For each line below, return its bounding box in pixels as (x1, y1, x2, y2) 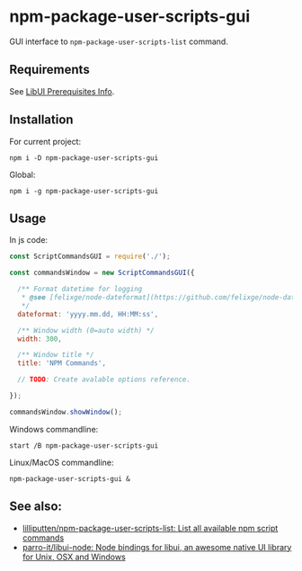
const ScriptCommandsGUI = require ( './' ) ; (9, 252, 171, 262)
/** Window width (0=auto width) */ (17, 326, 155, 335)
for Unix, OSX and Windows (22, 551, 126, 562)
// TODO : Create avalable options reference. (17, 375, 191, 384)
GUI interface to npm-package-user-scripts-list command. (9, 36, 229, 47)
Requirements (9, 62, 90, 77)
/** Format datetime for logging (17, 285, 143, 294)
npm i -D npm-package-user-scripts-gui (9, 153, 159, 163)
